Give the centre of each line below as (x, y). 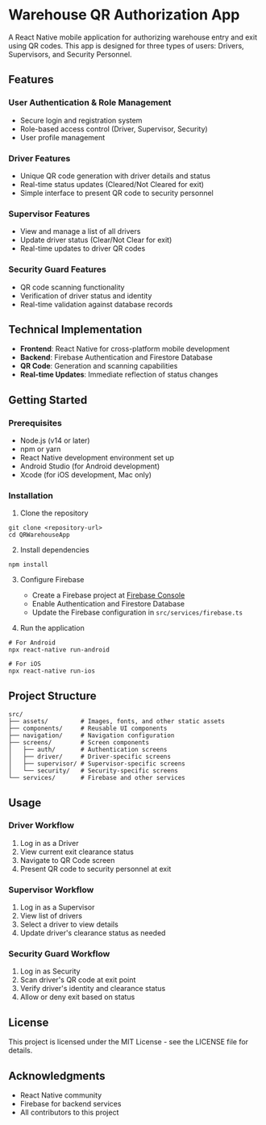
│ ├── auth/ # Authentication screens (88, 750)
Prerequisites (35, 423)
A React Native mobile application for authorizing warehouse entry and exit (133, 37)
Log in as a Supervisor (57, 907)
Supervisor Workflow (51, 890)
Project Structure (52, 696)
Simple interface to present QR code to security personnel (116, 193)
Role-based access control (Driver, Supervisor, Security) (114, 129)
